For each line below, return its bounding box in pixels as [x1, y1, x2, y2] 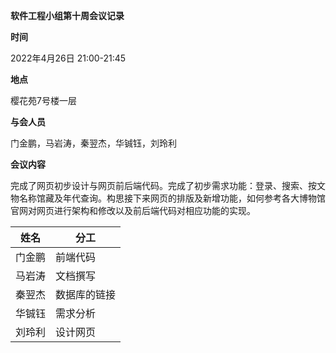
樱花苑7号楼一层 [10, 95, 77, 106]
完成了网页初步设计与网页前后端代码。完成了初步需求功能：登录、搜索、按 [10, 180, 317, 191]
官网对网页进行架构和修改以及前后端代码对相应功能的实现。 [10, 205, 256, 216]
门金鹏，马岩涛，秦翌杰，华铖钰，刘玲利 [10, 137, 177, 149]
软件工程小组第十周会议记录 [10, 10, 125, 21]
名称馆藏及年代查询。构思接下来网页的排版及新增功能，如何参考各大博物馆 [18, 192, 326, 204]
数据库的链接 [55, 288, 117, 301]
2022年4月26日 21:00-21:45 [10, 52, 127, 64]
